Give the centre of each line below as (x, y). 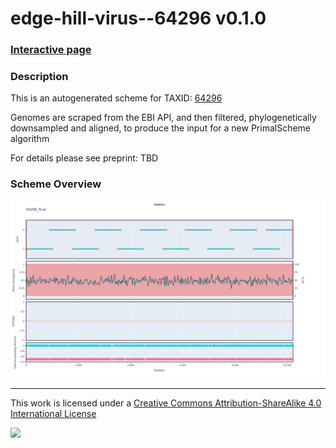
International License (53, 414)
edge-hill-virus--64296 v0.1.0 (138, 18)
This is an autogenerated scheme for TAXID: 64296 (116, 98)
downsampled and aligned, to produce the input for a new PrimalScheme (161, 128)
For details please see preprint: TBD (84, 158)
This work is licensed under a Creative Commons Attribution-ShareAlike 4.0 (166, 403)
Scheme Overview (56, 184)
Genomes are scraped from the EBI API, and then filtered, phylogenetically (163, 118)
